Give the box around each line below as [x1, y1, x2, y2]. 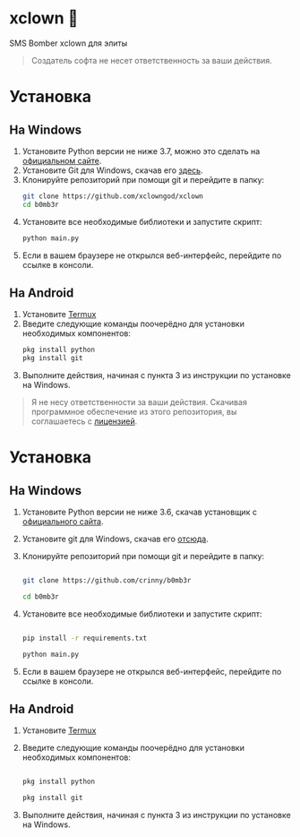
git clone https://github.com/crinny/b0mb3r [21, 576, 192, 585]
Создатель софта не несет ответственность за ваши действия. [30, 55, 273, 65]
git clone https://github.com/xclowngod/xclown [21, 192, 203, 201]
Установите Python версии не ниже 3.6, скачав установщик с [21, 506, 258, 518]
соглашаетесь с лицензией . [30, 416, 138, 427]
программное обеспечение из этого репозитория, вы [30, 407, 237, 418]
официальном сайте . [21, 155, 102, 166]
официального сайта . [21, 516, 105, 527]
